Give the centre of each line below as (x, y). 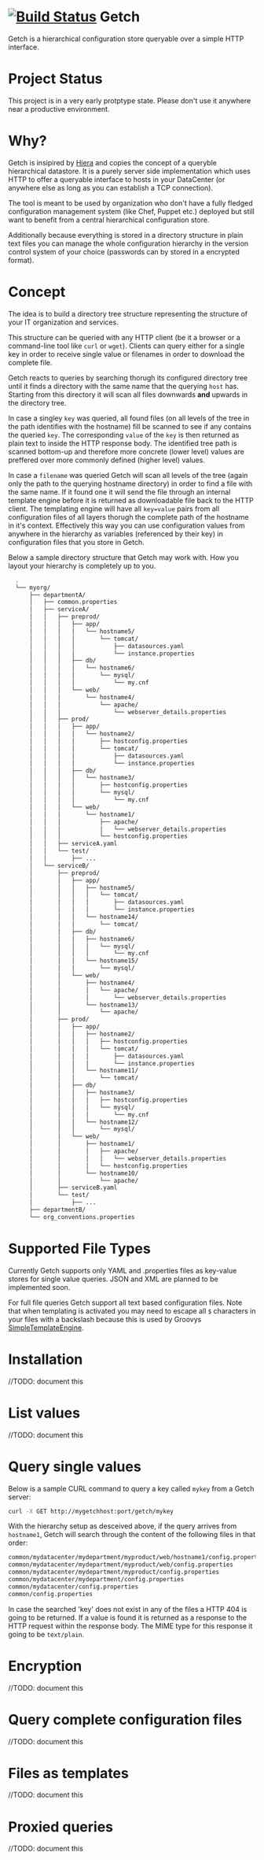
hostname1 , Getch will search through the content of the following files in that (132, 1535)
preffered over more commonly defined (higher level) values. (107, 460)
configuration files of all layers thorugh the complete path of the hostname (128, 517)
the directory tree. (37, 402)
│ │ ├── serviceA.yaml (73, 844)
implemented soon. (39, 1287)
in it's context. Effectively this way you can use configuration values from (126, 525)
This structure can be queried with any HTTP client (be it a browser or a (125, 337)
